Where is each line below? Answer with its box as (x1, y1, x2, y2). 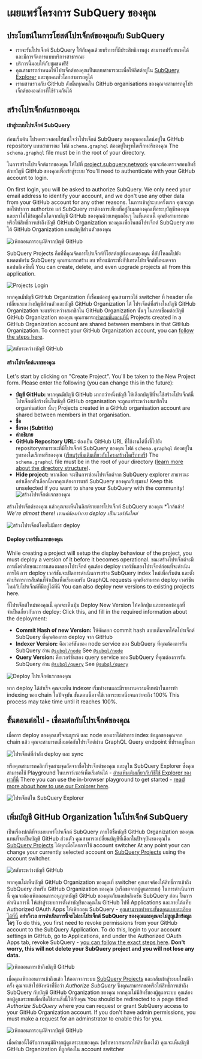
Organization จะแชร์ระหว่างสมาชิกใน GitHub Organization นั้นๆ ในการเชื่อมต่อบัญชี (7, 307, 185, 314)
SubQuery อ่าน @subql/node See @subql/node (15, 647, 123, 654)
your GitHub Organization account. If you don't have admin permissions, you (7, 1008, 196, 1016)
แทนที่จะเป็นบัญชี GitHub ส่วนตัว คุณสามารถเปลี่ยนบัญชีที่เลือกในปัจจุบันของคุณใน (7, 835, 171, 842)
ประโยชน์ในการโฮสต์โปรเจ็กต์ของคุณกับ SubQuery (7, 30, 165, 40)
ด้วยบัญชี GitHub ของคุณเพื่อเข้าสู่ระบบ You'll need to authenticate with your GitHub (7, 167, 195, 174)
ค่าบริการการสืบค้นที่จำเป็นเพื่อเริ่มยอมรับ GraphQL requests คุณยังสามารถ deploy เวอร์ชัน (7, 576, 194, 583)
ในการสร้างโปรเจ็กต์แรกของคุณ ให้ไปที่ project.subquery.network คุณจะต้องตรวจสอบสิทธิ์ (7, 160, 196, 168)
